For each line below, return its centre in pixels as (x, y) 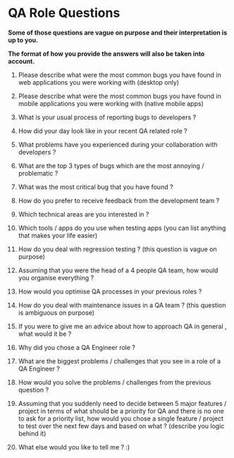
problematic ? (38, 173)
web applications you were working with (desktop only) (98, 82)
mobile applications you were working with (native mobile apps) (111, 103)
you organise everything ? (56, 277)
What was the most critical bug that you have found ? (96, 187)
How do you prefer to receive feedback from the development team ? (119, 200)
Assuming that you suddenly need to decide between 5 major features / (122, 403)
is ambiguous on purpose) (56, 313)
